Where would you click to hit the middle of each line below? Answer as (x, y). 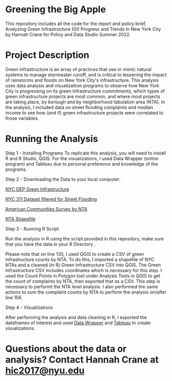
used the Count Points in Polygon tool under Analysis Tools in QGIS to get (83, 276)
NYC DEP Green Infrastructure (37, 189)
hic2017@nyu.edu (45, 371)
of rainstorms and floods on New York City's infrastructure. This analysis (82, 80)
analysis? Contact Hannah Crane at (82, 360)
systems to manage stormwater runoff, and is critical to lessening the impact (86, 75)
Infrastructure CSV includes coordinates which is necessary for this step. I (84, 270)
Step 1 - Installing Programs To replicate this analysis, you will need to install (86, 153)
